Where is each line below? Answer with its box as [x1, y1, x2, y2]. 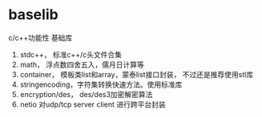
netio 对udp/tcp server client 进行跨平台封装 [19, 99, 166, 109]
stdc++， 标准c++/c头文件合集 [19, 49, 123, 59]
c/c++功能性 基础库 [8, 33, 73, 42]
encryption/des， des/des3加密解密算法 [19, 89, 153, 99]
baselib [8, 6, 58, 24]
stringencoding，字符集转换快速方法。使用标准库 [19, 80, 183, 89]
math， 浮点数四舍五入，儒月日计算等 [19, 60, 144, 69]
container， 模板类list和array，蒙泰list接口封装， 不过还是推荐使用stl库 [19, 69, 254, 79]
